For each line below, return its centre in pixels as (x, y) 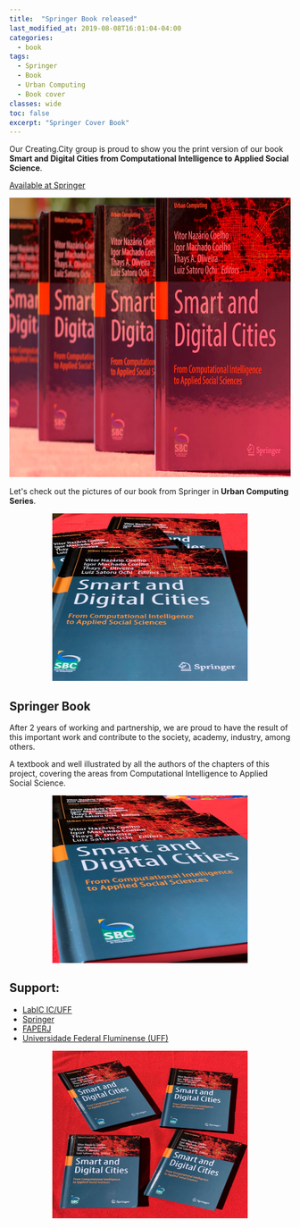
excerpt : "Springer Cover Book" (69, 122)
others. (22, 747)
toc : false (29, 113)
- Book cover (42, 94)
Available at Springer (48, 185)
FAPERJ (37, 1029)
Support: (34, 988)
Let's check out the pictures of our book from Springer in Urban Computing (149, 492)
